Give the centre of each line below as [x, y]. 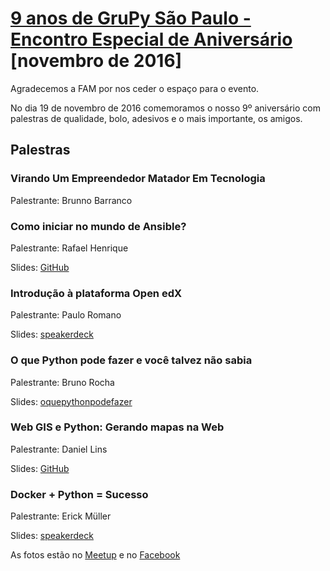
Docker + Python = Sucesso [79, 494]
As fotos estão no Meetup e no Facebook [95, 555]
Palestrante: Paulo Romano [66, 315]
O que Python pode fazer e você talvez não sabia [131, 360]
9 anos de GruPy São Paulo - [131, 18]
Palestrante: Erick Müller [61, 516]
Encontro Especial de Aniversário [151, 39]
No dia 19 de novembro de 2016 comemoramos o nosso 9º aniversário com [166, 108]
